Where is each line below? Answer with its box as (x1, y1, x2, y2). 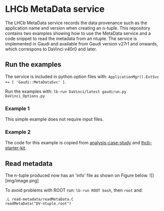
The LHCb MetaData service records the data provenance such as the (5, 20, 148, 26)
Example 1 (5, 105, 30, 112)
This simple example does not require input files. (5, 116, 104, 122)
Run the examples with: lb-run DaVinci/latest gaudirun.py (5, 88, 127, 94)
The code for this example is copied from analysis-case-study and (5, 140, 140, 146)
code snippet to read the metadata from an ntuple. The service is (5, 36, 137, 42)
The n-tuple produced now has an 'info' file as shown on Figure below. (5, 172, 149, 178)
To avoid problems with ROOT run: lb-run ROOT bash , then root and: (5, 187, 143, 193)
